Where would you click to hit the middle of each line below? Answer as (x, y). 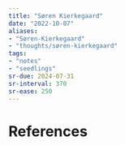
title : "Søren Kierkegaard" (56, 16)
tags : (17, 53)
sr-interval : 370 (38, 83)
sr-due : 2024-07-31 (41, 76)
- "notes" (25, 62)
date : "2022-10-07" (41, 23)
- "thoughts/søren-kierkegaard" (63, 46)
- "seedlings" (32, 69)
